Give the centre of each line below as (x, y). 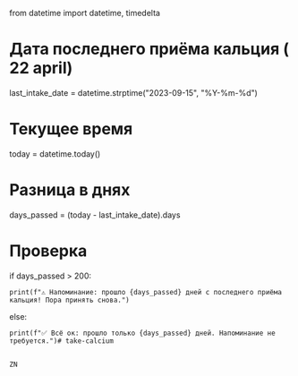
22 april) (41, 68)
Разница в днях (70, 190)
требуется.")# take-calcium (62, 341)
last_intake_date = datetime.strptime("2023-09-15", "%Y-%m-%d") (133, 92)
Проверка (48, 251)
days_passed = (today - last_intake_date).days (95, 215)
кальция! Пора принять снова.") (69, 300)
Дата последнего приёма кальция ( (149, 49)
